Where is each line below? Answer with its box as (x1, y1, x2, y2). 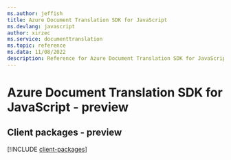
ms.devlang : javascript (7, 23, 76, 30)
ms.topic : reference (7, 42, 67, 49)
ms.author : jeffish (7, 10, 63, 17)
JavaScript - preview (7, 99, 129, 114)
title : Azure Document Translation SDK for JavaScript (7, 17, 168, 23)
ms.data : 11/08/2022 (7, 49, 67, 56)
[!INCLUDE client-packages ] (7, 145, 87, 153)
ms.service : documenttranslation (7, 36, 103, 43)
